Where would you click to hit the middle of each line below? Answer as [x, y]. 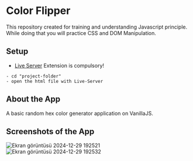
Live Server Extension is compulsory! [59, 65]
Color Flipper [38, 11]
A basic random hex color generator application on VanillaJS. [80, 113]
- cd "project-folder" [34, 76]
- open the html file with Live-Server [55, 81]
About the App [33, 99]
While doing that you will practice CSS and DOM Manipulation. [81, 33]
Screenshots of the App [50, 132]
